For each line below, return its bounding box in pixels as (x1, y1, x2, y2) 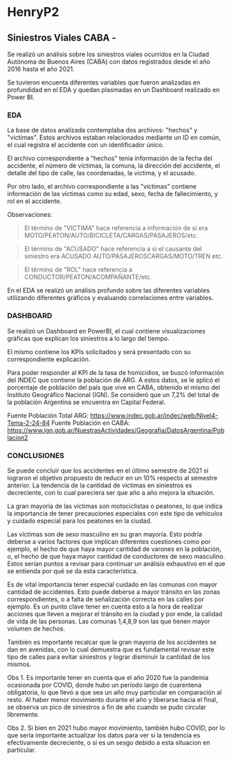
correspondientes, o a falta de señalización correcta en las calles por (7, 595, 204, 603)
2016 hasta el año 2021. (7, 65, 75, 73)
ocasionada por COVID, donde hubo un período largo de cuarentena (7, 681, 202, 689)
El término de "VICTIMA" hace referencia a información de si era (24, 224, 208, 232)
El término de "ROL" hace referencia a (24, 265, 133, 274)
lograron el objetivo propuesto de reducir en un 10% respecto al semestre (7, 473, 218, 482)
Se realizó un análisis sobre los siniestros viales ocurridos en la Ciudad (7, 50, 209, 58)
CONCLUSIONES (7, 451, 64, 460)
